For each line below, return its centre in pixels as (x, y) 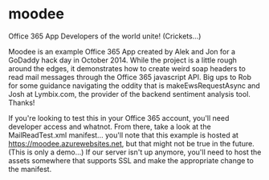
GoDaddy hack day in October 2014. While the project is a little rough (122, 60)
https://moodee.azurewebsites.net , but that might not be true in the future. (131, 143)
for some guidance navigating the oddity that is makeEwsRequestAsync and (134, 86)
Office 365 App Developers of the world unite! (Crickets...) (105, 36)
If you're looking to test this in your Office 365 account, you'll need (119, 118)
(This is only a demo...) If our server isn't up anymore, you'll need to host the (135, 152)
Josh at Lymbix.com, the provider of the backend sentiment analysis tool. (130, 94)
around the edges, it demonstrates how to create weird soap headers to (127, 68)
